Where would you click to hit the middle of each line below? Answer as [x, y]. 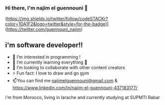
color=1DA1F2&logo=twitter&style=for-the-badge [55, 24]
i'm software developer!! [44, 45]
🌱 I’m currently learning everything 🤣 [50, 62]
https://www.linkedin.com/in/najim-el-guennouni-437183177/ [75, 88]
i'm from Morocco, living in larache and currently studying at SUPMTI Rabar [83, 98]
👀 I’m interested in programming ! [46, 57]
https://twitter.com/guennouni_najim [44, 29]
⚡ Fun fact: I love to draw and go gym [51, 73]
